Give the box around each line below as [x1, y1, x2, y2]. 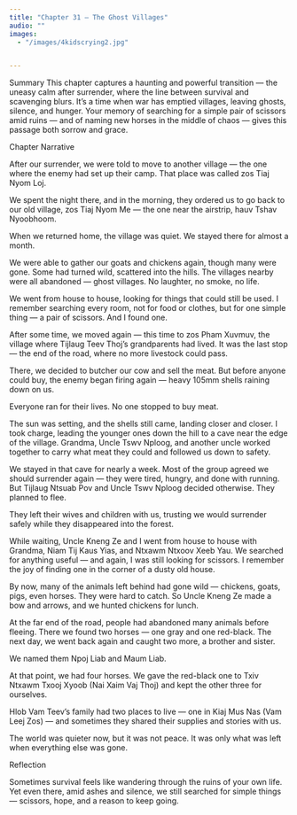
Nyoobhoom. [9, 213, 57, 224]
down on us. [9, 384, 55, 395]
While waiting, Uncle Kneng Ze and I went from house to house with [9, 536, 257, 547]
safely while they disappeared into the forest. [9, 519, 175, 530]
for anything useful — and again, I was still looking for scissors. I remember [9, 555, 285, 565]
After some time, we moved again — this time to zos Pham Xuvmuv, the [9, 330, 270, 340]
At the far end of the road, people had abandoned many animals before [9, 617, 270, 628]
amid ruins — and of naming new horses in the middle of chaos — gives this [9, 115, 287, 126]
